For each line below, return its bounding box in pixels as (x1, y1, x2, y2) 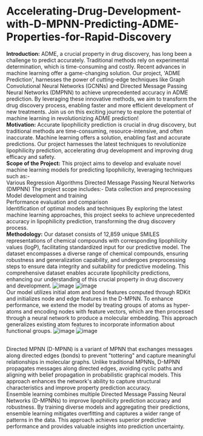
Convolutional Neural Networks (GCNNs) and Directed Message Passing (6, 82, 187, 89)
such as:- (6, 172, 30, 179)
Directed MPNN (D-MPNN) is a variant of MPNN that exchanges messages (6, 345, 193, 352)
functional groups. (6, 327, 52, 334)
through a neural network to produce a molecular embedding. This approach (6, 314, 198, 321)
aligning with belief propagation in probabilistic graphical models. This (6, 371, 182, 378)
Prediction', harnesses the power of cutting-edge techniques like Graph (6, 76, 185, 83)
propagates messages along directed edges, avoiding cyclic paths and (6, 364, 183, 372)
